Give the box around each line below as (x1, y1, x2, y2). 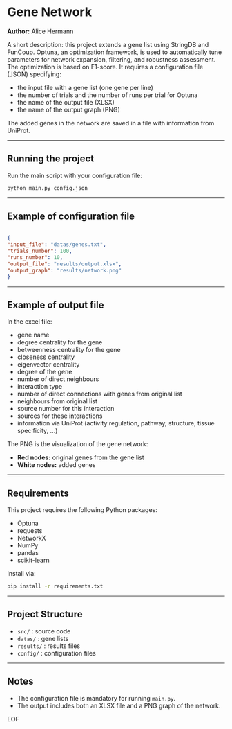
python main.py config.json (7, 184, 88, 191)
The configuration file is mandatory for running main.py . (17, 694, 176, 702)
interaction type (17, 383, 63, 391)
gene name (17, 331, 50, 340)
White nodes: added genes (17, 461, 96, 469)
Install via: (7, 570, 36, 578)
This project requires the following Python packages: (7, 506, 157, 514)
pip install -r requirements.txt (7, 583, 104, 590)
